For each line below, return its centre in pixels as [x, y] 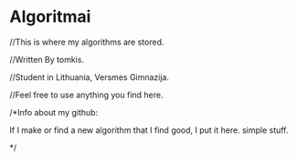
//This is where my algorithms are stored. [87, 42]
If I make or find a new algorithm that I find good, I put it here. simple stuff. [149, 130]
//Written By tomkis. [47, 59]
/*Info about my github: [54, 112]
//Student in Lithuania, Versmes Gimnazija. [90, 77]
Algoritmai [50, 17]
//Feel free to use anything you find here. [86, 95]
